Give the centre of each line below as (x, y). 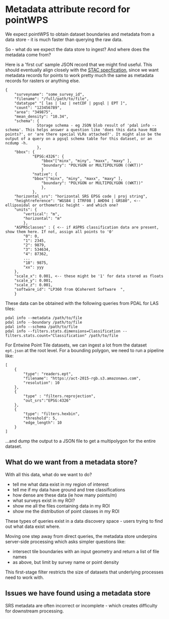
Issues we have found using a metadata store (78, 593)
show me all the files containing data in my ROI (61, 506)
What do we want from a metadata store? (71, 462)
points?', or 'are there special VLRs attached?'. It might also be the (83, 134)
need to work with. (25, 577)
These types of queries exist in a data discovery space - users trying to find (84, 521)
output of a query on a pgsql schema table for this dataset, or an (79, 139)
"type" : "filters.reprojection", (60, 396)
